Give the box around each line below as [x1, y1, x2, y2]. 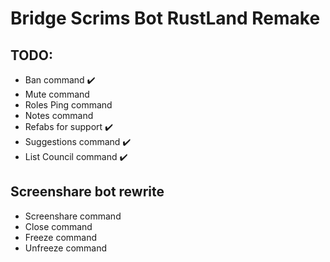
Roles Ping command [24, 99, 113, 111]
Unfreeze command [24, 242, 108, 254]
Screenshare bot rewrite [10, 183, 165, 201]
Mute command [24, 88, 90, 100]
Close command [24, 220, 93, 232]
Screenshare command [24, 210, 122, 222]
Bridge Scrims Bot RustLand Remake [10, 7, 321, 30]
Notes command [24, 110, 94, 121]
